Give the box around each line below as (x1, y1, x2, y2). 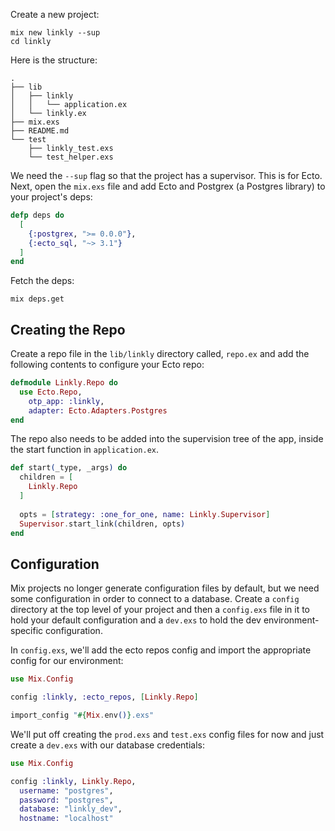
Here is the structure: (10, 54, 98, 66)
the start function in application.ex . (10, 444, 160, 456)
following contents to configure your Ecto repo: (10, 359, 205, 371)
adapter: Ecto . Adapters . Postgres (28, 405, 168, 416)
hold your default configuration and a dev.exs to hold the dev (10, 614, 262, 626)
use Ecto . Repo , (19, 387, 83, 397)
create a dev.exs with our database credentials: (10, 739, 205, 751)
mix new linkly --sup (10, 28, 101, 38)
